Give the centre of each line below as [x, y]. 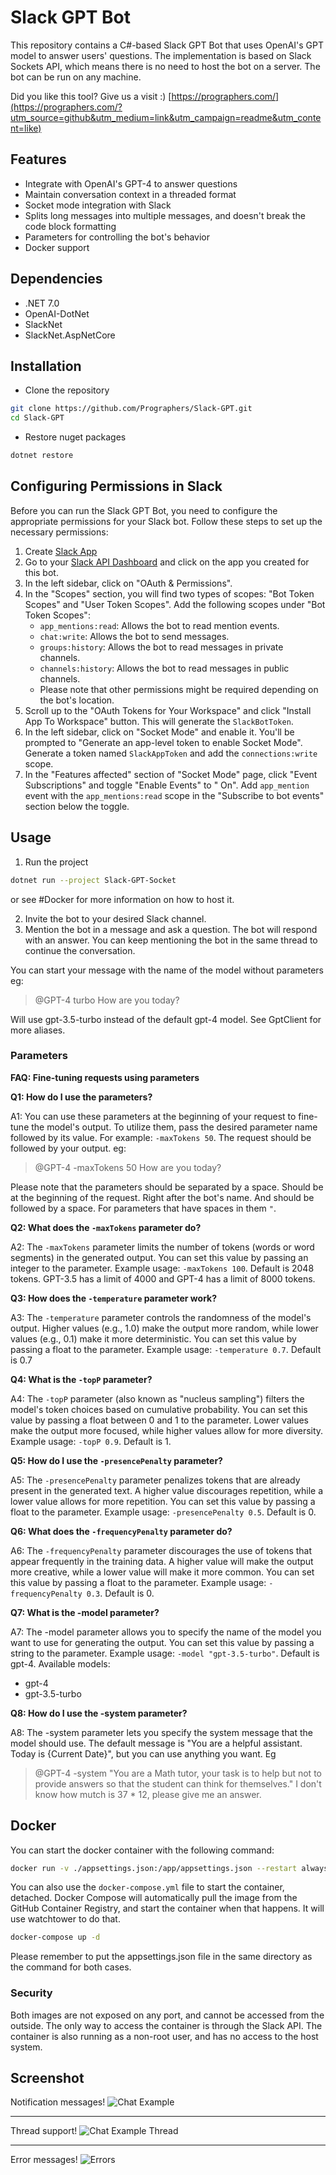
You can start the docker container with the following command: [142, 1850]
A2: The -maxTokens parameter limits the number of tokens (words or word [162, 1247]
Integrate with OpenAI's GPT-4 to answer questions [131, 183]
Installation [46, 366]
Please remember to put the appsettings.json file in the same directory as [161, 1957]
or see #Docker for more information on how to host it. [122, 899]
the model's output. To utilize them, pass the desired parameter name [174, 1127]
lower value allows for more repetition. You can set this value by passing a [163, 1501]
